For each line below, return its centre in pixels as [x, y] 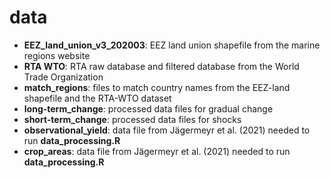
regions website [57, 55]
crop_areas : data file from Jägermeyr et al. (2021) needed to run [157, 151]
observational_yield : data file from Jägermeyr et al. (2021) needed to [167, 130]
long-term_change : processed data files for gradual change [148, 108]
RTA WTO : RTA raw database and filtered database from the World [161, 66]
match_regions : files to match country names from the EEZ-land [157, 87]
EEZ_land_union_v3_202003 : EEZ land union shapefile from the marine [172, 45]
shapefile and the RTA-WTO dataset [97, 98]
